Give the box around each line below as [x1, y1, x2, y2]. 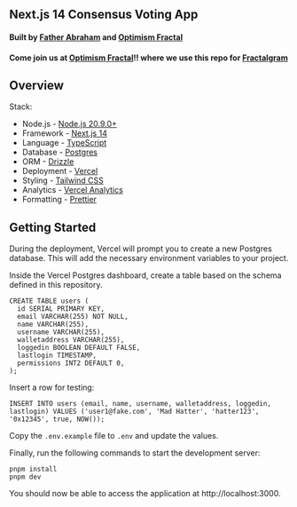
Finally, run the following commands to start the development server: [9, 448, 261, 458]
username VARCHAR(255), [17, 328, 105, 337]
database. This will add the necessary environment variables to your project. [9, 253, 289, 264]
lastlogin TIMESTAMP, [17, 351, 98, 360]
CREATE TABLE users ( [9, 297, 90, 305]
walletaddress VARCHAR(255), [17, 336, 125, 345]
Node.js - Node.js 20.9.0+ [21, 119, 118, 130]
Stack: [9, 101, 33, 112]
